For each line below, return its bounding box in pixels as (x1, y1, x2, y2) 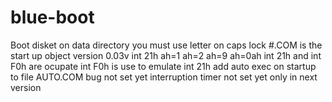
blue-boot (10, 6, 95, 29)
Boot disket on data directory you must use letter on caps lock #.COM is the (10, 39, 323, 51)
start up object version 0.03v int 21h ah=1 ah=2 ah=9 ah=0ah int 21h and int (10, 49, 322, 61)
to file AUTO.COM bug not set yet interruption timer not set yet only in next (10, 71, 318, 83)
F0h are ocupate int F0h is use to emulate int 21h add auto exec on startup (10, 60, 317, 72)
